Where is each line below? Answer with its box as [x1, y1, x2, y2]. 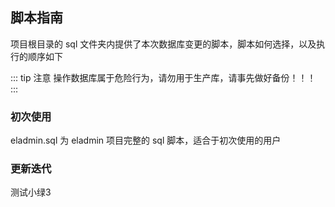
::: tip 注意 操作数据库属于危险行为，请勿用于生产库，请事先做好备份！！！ [10, 71, 317, 83]
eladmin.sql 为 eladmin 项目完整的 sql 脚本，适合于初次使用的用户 [10, 134, 282, 147]
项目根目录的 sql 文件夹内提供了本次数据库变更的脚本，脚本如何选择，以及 [10, 38, 317, 50]
